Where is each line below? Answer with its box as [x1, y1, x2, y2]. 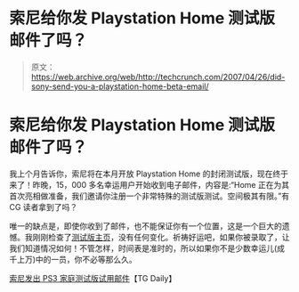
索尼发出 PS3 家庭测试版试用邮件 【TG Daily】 [9, 272, 177, 283]
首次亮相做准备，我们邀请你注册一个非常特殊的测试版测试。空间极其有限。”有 [9, 191, 290, 201]
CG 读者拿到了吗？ [9, 201, 78, 212]
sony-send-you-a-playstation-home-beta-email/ [30, 81, 209, 92]
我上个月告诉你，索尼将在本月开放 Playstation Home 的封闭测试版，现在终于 [9, 168, 289, 179]
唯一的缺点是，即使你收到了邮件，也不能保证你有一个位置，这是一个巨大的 [9, 220, 282, 231]
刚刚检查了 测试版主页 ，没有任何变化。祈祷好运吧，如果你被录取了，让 [32, 231, 290, 242]
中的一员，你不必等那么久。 [35, 254, 138, 264]
